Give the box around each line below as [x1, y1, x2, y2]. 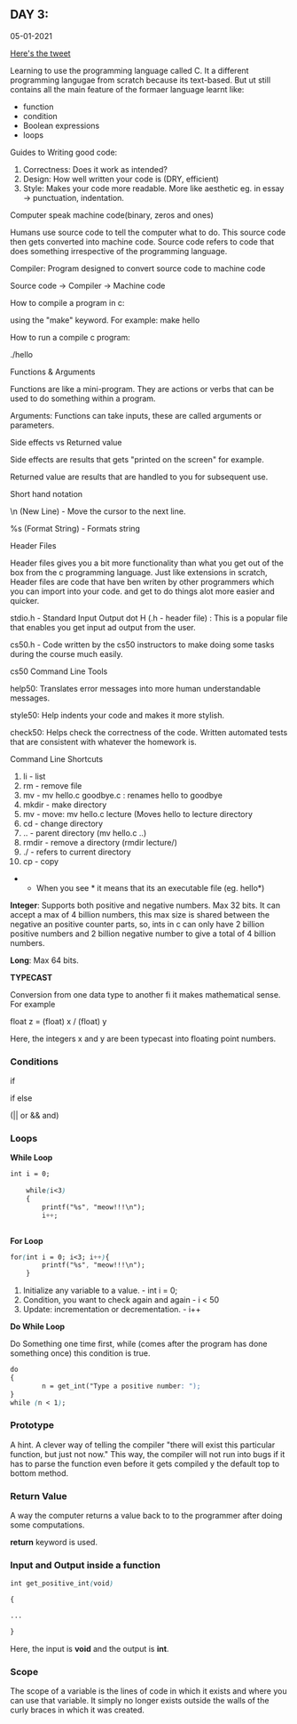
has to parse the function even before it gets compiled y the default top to [10, 1458, 280, 1469]
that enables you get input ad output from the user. [10, 621, 196, 632]
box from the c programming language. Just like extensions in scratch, [10, 566, 269, 577]
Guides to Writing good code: [10, 147, 118, 157]
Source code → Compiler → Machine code [10, 280, 166, 291]
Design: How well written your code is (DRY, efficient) [22, 173, 220, 184]
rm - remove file [22, 780, 82, 790]
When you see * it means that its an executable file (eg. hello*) [35, 882, 265, 893]
